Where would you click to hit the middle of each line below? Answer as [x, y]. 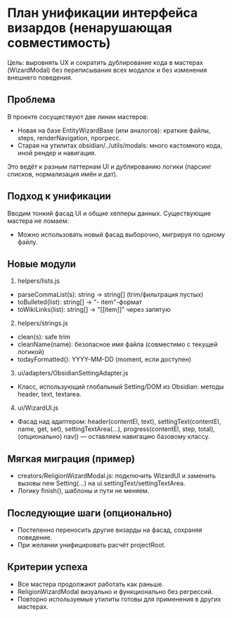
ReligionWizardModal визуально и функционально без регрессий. [115, 591]
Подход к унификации [59, 196]
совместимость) [59, 43]
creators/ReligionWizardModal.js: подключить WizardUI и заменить [117, 476]
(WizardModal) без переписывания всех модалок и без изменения [107, 70]
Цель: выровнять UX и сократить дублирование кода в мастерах [105, 62]
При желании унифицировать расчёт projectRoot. [92, 545]
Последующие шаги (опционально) [90, 513]
